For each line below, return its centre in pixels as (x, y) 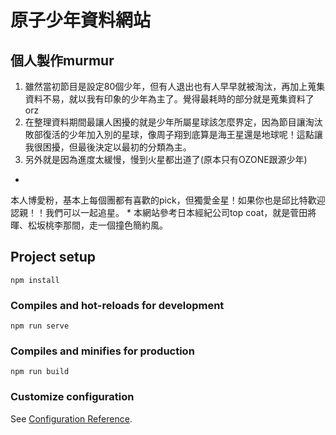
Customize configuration (72, 397)
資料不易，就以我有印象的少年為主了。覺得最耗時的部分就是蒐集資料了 (169, 99)
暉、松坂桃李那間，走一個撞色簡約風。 (89, 225)
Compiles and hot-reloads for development (117, 305)
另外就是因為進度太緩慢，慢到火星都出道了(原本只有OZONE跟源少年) (166, 159)
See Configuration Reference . (71, 418)
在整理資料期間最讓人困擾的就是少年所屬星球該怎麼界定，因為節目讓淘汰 (173, 122)
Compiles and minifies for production (102, 351)
